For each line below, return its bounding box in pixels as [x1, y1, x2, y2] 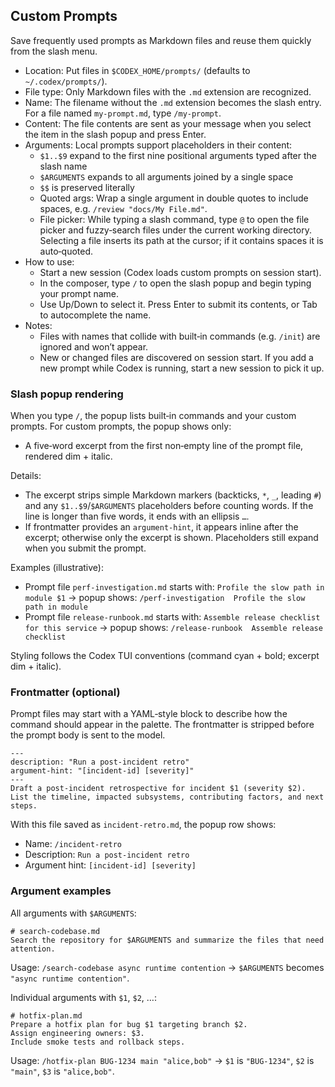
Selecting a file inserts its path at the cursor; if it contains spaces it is [39, 234, 324, 246]
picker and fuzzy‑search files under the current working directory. [39, 224, 312, 236]
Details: [10, 470, 42, 482]
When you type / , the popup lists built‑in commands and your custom [10, 410, 297, 422]
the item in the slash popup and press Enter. [24, 128, 207, 140]
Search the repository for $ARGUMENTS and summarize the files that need [10, 935, 325, 945]
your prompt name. [39, 287, 120, 299]
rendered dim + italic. [24, 450, 113, 463]
